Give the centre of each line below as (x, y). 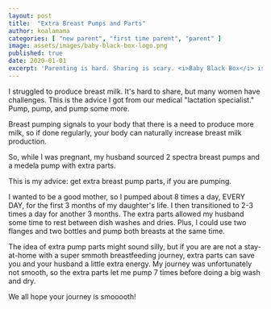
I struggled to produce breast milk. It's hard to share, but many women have (134, 91)
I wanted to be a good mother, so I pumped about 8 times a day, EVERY (127, 196)
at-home (23, 255)
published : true (35, 53)
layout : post (30, 16)
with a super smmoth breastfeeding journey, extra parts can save (147, 255)
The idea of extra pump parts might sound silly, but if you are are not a (125, 246)
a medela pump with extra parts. (62, 165)
